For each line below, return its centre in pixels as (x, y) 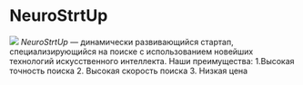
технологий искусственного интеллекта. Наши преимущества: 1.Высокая (152, 61)
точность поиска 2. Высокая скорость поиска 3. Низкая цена (129, 71)
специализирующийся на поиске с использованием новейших (131, 52)
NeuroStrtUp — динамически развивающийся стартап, (127, 42)
